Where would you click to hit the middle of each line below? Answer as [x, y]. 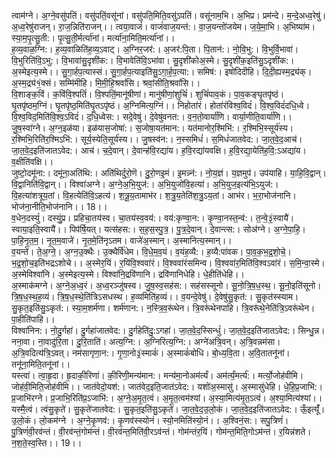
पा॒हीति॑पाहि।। [33, 319]
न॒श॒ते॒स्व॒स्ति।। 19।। [47, 443]
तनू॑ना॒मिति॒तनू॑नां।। [41, 364]
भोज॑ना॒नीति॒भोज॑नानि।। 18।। [59, 206]
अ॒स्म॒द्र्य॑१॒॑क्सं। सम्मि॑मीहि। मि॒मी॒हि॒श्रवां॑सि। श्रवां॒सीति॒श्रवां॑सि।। [106, 83]
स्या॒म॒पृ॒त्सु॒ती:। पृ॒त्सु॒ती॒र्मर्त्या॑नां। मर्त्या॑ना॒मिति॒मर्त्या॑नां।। [93, 38]
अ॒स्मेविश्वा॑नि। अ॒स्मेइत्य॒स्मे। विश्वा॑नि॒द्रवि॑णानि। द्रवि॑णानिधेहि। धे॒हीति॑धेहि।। [128, 274]
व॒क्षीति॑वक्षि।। [32, 161]
